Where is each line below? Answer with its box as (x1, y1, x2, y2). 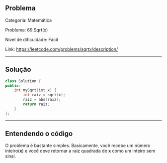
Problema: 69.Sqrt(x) (5, 27, 48, 33)
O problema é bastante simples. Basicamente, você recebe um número (5, 143, 151, 149)
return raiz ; (23, 102, 50, 107)
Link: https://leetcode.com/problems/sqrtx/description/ (5, 46, 118, 52)
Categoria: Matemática (5, 17, 52, 23)
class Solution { (5, 78, 41, 84)
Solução (5, 65, 31, 74)
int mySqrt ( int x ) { (14, 88, 57, 93)
